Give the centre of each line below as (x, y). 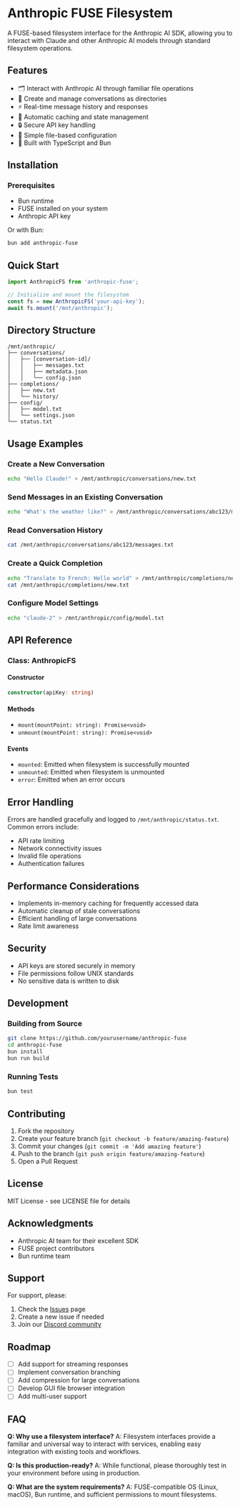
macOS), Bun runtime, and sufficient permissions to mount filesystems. (112, 1495)
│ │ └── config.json (44, 378)
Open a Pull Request (48, 1161)
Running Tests (33, 1077)
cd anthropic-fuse (35, 1045)
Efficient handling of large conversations (77, 918)
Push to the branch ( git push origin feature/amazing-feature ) (111, 1153)
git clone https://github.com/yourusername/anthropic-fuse (97, 1038)
